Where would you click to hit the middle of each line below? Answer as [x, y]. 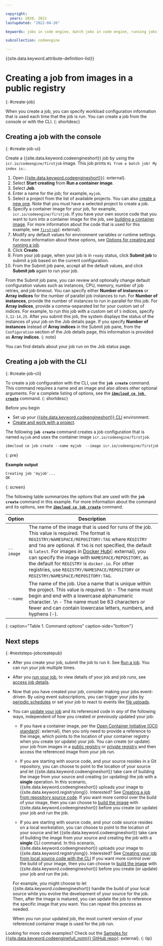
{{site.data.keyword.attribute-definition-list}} [50, 58]
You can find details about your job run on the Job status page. [68, 346]
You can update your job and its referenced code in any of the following [84, 711]
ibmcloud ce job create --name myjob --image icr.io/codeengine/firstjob [82, 446]
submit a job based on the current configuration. [61, 260]
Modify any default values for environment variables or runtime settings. [84, 234]
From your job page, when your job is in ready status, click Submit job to [85, 255]
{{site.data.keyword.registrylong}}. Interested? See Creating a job [85, 792]
